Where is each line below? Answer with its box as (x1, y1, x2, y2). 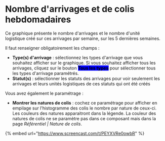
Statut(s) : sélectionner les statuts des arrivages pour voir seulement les (12, 75, 160, 81)
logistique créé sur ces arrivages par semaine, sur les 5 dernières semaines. (5, 35, 161, 41)
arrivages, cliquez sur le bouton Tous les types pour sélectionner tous (12, 65, 156, 71)
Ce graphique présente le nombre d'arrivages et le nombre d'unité (5, 30, 140, 36)
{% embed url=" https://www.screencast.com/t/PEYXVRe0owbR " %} (5, 130, 145, 136)
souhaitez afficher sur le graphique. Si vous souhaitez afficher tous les (12, 60, 156, 66)
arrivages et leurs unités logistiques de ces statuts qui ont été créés (12, 80, 151, 87)
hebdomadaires (5, 14, 71, 25)
